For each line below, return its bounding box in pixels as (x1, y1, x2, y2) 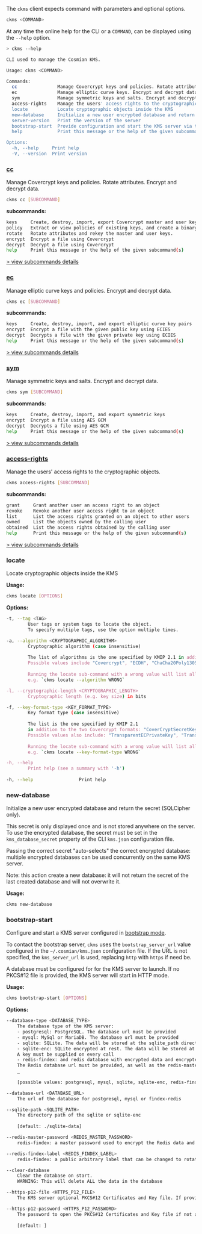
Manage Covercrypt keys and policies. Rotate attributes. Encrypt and (6, 179, 177, 186)
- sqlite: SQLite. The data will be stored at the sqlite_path (17, 1040, 179, 1046)
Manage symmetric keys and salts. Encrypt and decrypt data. (6, 378, 159, 385)
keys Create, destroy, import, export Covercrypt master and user (6, 219, 187, 225)
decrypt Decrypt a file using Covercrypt (6, 242, 114, 248)
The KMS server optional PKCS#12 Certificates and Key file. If (17, 1195, 182, 1201)
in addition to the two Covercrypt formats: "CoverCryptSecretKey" (28, 727, 200, 733)
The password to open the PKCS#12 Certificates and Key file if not (17, 1211, 192, 1217)
